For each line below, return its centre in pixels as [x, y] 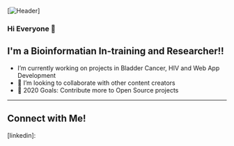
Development [37, 75]
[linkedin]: [22, 135]
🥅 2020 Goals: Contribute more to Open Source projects [98, 90]
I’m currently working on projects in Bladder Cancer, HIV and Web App [118, 68]
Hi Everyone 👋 [31, 29]
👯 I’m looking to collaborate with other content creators [96, 83]
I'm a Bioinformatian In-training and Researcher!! [116, 51]
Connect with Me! [47, 119]
